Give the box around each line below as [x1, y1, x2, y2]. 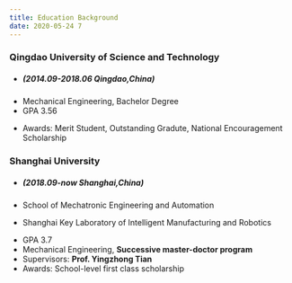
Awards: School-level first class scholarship [22, 263, 184, 274]
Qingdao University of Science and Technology [9, 51, 220, 64]
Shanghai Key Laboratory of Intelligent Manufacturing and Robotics [22, 217, 272, 228]
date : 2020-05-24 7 [9, 22, 83, 31]
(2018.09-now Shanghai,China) [22, 177, 145, 188]
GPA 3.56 [22, 105, 58, 117]
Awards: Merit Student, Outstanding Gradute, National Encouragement [22, 123, 283, 134]
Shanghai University [9, 155, 101, 167]
